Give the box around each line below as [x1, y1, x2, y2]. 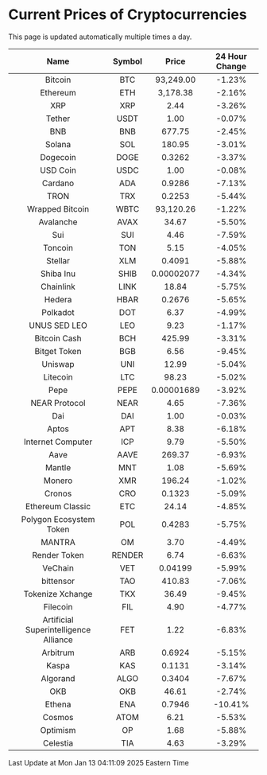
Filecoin [43, 601, 73, 612]
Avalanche [38, 216, 78, 228]
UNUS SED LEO [29, 320, 87, 331]
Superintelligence [25, 624, 91, 635]
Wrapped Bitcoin [26, 203, 90, 214]
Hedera [44, 294, 72, 305]
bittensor [41, 575, 75, 586]
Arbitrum [41, 647, 75, 658]
